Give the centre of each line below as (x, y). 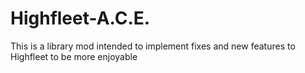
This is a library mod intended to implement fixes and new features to (153, 46)
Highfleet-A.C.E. (80, 18)
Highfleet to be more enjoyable (74, 56)
